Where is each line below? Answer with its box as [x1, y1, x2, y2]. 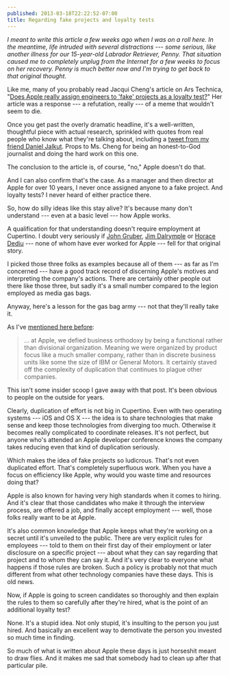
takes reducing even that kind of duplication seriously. [7, 443, 159, 451]
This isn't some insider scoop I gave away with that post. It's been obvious [7, 386, 218, 394]
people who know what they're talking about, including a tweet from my [7, 135, 209, 143]
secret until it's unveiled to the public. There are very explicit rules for [7, 533, 203, 542]
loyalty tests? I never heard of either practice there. [7, 190, 152, 199]
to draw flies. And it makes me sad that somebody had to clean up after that [7, 653, 221, 662]
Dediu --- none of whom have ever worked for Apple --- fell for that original [7, 239, 221, 247]
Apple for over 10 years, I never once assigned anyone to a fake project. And [7, 183, 223, 191]
